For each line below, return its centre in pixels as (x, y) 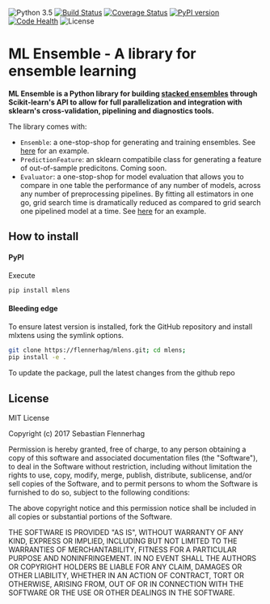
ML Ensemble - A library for (102, 54)
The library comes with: (48, 126)
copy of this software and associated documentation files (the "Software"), (133, 458)
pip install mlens (39, 290)
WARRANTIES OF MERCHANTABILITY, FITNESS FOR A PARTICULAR (122, 550)
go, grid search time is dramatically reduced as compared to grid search (140, 202)
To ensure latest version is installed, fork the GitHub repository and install (131, 326)
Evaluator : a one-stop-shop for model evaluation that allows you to (132, 176)
